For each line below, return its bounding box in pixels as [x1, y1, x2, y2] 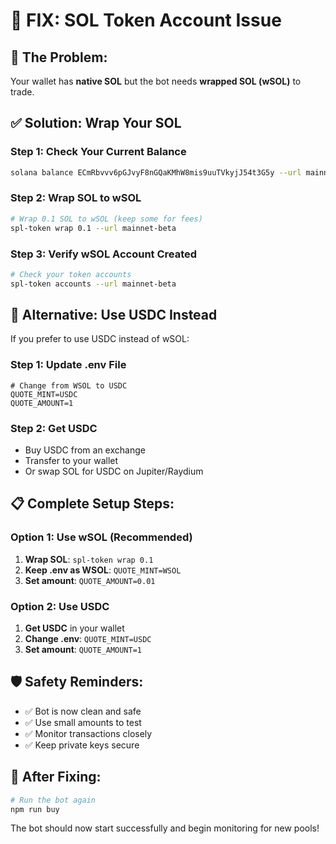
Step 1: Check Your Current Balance [10, 145, 187, 159]
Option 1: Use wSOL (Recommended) [10, 530, 193, 544]
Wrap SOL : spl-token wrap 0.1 [24, 553, 154, 565]
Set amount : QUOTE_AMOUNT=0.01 [24, 574, 156, 586]
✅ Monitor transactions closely [24, 727, 153, 739]
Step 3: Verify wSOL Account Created [10, 247, 198, 261]
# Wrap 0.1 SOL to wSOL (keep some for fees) [10, 214, 203, 224]
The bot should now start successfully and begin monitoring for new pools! [10, 822, 320, 834]
